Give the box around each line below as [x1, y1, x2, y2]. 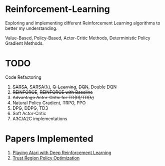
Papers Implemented [5, 133, 93, 145]
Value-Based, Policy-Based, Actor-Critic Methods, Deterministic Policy [5, 35, 151, 41]
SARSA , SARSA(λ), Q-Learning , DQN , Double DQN [12, 84, 117, 90]
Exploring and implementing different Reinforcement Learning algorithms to [5, 20, 160, 26]
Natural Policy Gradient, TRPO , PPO [12, 100, 86, 106]
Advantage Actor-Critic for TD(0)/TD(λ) [12, 94, 94, 100]
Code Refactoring [5, 74, 41, 80]
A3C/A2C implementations [12, 116, 67, 122]
